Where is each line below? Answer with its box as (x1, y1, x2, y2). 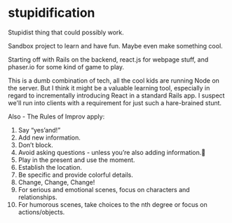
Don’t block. (18, 140, 53, 149)
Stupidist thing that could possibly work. (8, 28, 125, 36)
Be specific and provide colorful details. (18, 170, 134, 179)
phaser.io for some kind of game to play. (8, 62, 125, 71)
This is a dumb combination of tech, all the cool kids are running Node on (8, 76, 220, 85)
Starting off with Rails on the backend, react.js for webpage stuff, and (8, 55, 209, 64)
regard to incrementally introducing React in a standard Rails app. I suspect (8, 91, 225, 100)
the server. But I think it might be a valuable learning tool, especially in (8, 83, 210, 92)
